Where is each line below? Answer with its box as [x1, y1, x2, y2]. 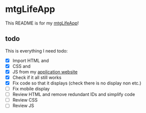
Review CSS [12, 97, 38, 103]
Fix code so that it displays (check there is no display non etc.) [12, 80, 141, 86]
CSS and [12, 63, 31, 69]
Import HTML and [12, 57, 49, 63]
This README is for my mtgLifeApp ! [5, 20, 79, 26]
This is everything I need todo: [5, 47, 68, 53]
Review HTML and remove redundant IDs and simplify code [12, 91, 135, 97]
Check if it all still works [12, 74, 61, 80]
